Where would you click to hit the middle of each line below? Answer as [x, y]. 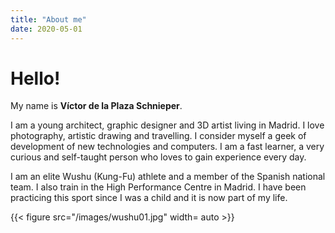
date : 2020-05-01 [46, 29]
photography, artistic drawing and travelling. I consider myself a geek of [158, 136]
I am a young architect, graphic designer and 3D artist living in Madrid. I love [167, 125]
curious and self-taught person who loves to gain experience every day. [158, 157]
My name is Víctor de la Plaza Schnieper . [96, 106]
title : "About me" [48, 19]
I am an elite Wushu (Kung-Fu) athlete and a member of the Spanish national [168, 177]
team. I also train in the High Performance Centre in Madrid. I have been [158, 187]
